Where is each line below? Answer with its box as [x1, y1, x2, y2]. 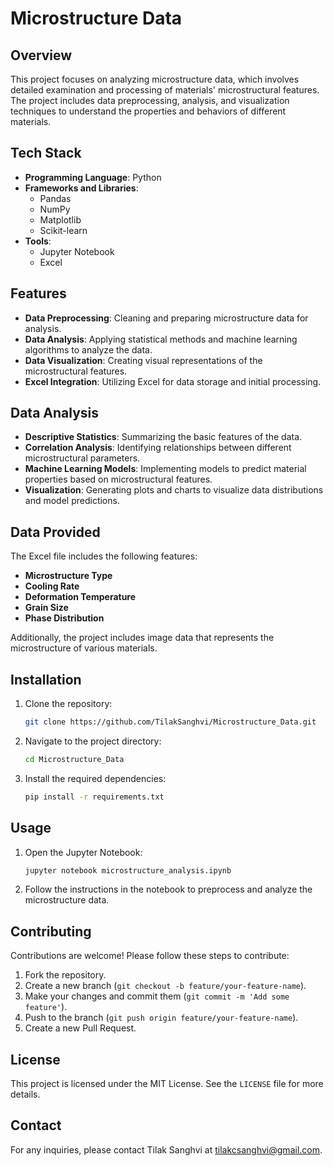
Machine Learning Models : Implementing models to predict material [24, 463, 307, 475]
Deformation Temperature [24, 591, 137, 603]
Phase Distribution [24, 612, 105, 624]
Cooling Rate [24, 580, 80, 592]
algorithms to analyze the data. [24, 343, 153, 356]
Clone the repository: [24, 698, 113, 710]
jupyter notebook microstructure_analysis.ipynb [24, 865, 232, 876]
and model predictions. [24, 495, 120, 507]
